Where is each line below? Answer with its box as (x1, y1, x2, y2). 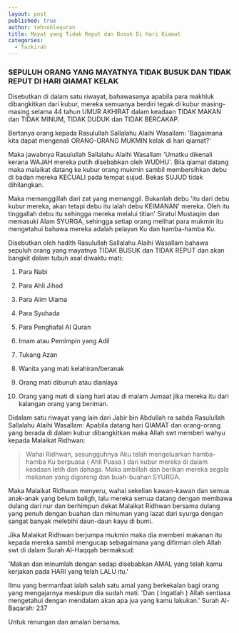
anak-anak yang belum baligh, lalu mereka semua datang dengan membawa (8, 494, 233, 503)
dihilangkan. (8, 181, 44, 189)
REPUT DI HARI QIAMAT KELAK (8, 76, 119, 86)
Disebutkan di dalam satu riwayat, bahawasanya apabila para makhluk (8, 92, 215, 101)
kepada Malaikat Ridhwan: (8, 436, 86, 445)
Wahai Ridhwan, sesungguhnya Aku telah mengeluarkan (25, 450, 191, 459)
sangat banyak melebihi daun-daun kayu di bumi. (8, 517, 153, 525)
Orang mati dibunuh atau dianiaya (18, 378, 118, 387)
